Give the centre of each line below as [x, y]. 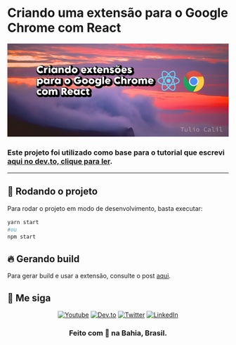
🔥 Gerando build [44, 259]
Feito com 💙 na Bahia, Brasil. [118, 333]
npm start [22, 237]
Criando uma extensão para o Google [118, 13]
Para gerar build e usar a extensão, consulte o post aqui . [89, 276]
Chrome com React [64, 28]
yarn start [23, 222]
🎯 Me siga [29, 298]
